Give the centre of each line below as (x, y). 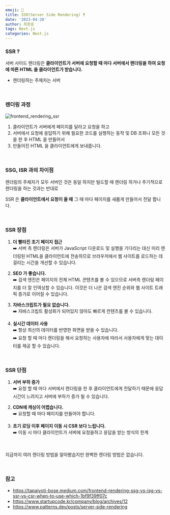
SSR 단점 (16, 370)
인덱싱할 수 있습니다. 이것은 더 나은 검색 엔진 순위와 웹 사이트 (93, 288)
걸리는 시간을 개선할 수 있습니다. (45, 263)
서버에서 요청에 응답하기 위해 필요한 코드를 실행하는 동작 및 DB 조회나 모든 (86, 133)
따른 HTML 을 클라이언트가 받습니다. (47, 70)
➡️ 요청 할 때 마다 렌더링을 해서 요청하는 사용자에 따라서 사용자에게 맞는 (83, 338)
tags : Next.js (20, 29)
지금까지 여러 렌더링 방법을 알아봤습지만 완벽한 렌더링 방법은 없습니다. (75, 455)
